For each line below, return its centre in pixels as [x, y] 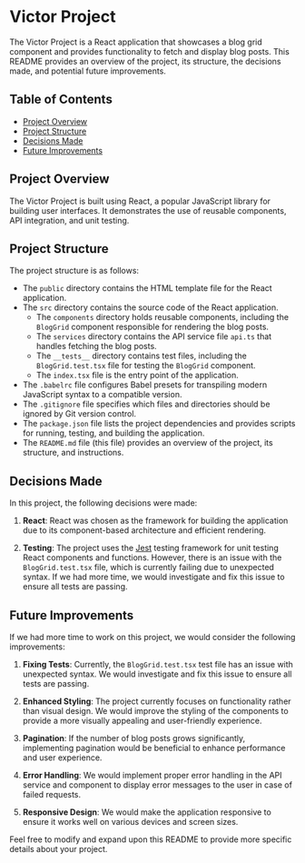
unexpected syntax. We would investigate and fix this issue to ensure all [157, 674]
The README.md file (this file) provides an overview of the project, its [148, 443]
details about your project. [59, 849]
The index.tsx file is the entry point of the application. [137, 376]
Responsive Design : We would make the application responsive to [147, 812]
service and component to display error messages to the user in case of [157, 785]
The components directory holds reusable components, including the [162, 317]
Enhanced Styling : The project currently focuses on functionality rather [157, 701]
